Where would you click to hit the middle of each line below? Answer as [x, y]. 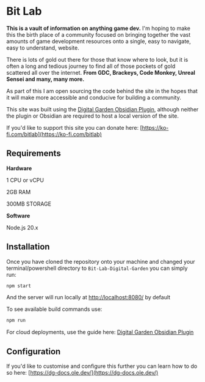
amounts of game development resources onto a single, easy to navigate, [99, 41]
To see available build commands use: [54, 309]
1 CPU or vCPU [25, 180]
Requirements [34, 153]
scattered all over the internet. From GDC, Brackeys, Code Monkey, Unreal [101, 72]
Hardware [19, 168]
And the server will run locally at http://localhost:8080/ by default [88, 298]
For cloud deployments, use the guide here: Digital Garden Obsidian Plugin [100, 332]
